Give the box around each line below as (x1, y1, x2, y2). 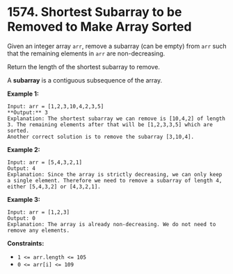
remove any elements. (7, 227, 70, 234)
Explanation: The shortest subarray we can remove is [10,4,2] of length (7, 115, 226, 122)
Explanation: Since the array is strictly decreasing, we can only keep (7, 171, 223, 178)
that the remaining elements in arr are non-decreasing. (7, 49, 166, 58)
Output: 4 (7, 164, 36, 172)
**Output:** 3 (7, 109, 49, 116)
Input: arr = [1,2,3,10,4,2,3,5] (7, 103, 104, 110)
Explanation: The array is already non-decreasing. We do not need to (7, 221, 216, 228)
